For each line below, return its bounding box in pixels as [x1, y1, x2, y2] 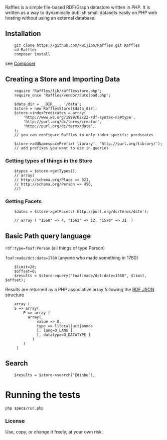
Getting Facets [5, 198, 42, 205]
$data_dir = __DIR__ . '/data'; [14, 102, 82, 107]
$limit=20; [14, 265, 37, 270]
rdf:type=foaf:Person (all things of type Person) [5, 245, 105, 251]
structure [5, 292, 24, 298]
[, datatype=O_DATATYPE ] [37, 332, 91, 337]
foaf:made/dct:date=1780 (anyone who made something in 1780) [5, 255, 138, 261]
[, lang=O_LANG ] [37, 328, 73, 333]
